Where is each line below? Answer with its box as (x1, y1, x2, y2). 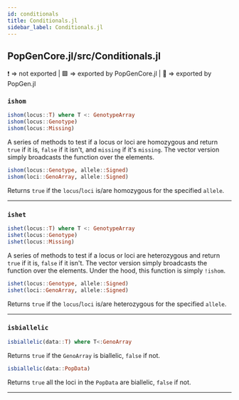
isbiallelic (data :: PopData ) (7, 364, 91, 372)
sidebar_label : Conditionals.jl (7, 23, 103, 31)
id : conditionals (7, 10, 59, 18)
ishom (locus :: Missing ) (7, 125, 75, 132)
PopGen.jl (7, 80, 36, 88)
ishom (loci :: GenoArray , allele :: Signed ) (7, 173, 129, 180)
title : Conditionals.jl (7, 17, 78, 24)
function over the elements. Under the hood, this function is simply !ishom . (7, 266, 226, 275)
